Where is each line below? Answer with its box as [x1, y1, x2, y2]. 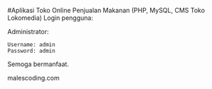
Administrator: [7, 28, 49, 36]
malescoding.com [7, 74, 60, 82]
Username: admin [7, 41, 55, 48]
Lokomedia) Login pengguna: [7, 14, 94, 22]
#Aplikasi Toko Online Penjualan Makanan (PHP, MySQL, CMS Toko [7, 6, 205, 14]
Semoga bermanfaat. [7, 60, 70, 68]
